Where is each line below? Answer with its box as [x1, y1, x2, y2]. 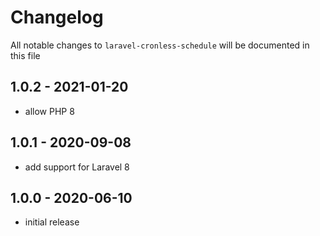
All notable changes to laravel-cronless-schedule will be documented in [10, 39, 310, 51]
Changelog [10, 6, 104, 29]
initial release [24, 216, 80, 228]
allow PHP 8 [24, 105, 75, 117]
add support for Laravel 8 [24, 161, 130, 173]
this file [10, 49, 41, 61]
